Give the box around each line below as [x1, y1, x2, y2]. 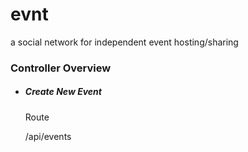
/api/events [24, 130, 72, 142]
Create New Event [24, 86, 102, 98]
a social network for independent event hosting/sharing [10, 36, 239, 48]
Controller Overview [10, 61, 112, 75]
